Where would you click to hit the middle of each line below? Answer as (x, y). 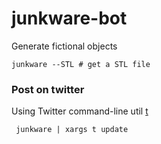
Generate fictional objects (64, 46)
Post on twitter (48, 89)
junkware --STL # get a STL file (81, 64)
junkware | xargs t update (72, 130)
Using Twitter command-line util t (80, 111)
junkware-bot (69, 18)
